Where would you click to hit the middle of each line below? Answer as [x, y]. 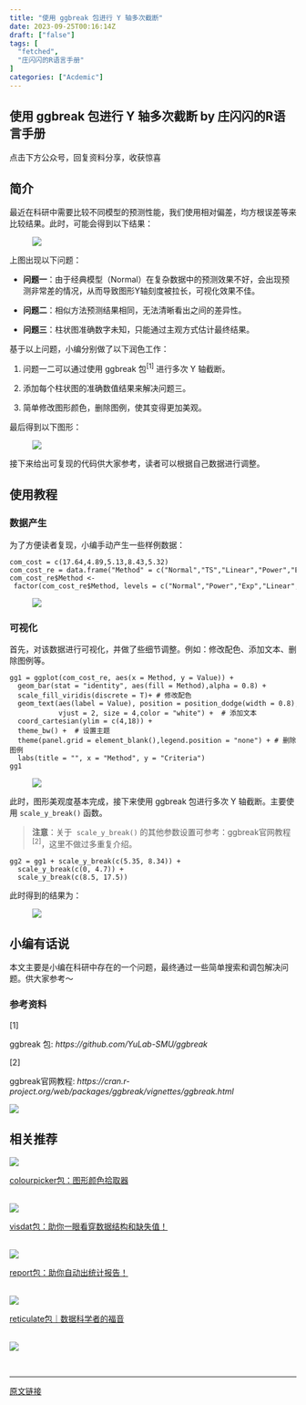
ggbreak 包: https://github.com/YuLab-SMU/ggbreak [108, 1044]
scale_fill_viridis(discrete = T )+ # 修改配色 [105, 696]
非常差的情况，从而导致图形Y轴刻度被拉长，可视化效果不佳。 [145, 291]
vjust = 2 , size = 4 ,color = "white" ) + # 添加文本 [158, 713]
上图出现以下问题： [46, 260]
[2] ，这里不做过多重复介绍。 [84, 843]
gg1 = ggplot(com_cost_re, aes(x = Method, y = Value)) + [122, 678]
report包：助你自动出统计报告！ [69, 1272]
